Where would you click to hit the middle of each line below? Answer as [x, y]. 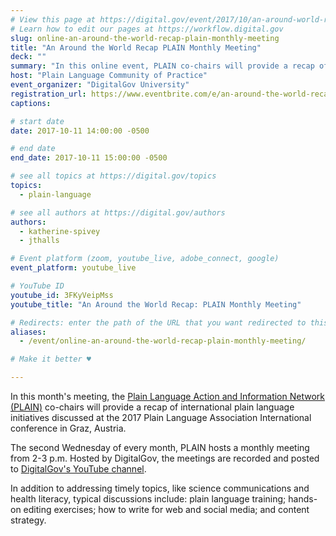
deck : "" [28, 57]
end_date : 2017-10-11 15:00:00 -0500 [89, 158]
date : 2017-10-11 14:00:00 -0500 [80, 131]
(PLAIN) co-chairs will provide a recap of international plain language [152, 407]
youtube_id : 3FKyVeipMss [62, 295]
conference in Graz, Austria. [68, 428]
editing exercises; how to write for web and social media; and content [166, 509]
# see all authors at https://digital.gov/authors [118, 212]
